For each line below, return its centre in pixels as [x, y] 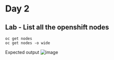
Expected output [22, 52]
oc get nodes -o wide [28, 43]
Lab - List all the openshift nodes [57, 27]
